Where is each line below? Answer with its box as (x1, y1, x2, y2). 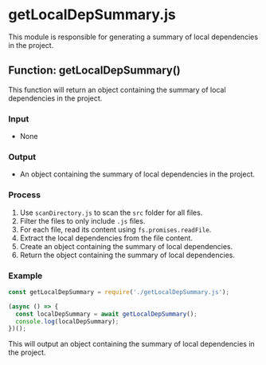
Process (8, 189, 41, 200)
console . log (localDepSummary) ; (15, 317, 119, 325)
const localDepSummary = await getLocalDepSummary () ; (15, 310, 198, 318)
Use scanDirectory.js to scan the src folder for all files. (19, 208, 203, 217)
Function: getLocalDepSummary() (8, 64, 181, 77)
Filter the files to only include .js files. (19, 216, 146, 225)
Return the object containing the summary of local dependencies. (19, 250, 235, 260)
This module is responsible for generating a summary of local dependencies (8, 32, 259, 42)
